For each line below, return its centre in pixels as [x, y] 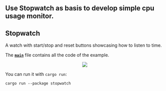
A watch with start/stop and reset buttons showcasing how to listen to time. [84, 45]
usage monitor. [30, 16]
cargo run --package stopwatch [38, 83]
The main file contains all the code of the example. [57, 55]
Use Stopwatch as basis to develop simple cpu [80, 8]
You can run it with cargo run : [36, 74]
